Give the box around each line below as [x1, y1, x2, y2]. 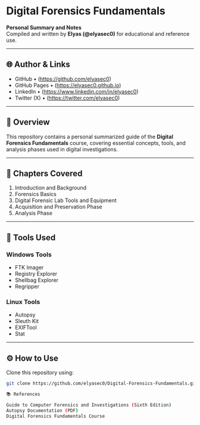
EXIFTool [14, 324, 37, 331]
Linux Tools [6, 297, 40, 306]
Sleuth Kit [14, 318, 39, 325]
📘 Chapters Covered [6, 168, 83, 178]
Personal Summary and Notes [6, 24, 82, 31]
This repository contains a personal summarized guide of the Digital [6, 133, 174, 140]
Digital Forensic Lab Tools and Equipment [14, 197, 117, 204]
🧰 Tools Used [6, 232, 56, 243]
